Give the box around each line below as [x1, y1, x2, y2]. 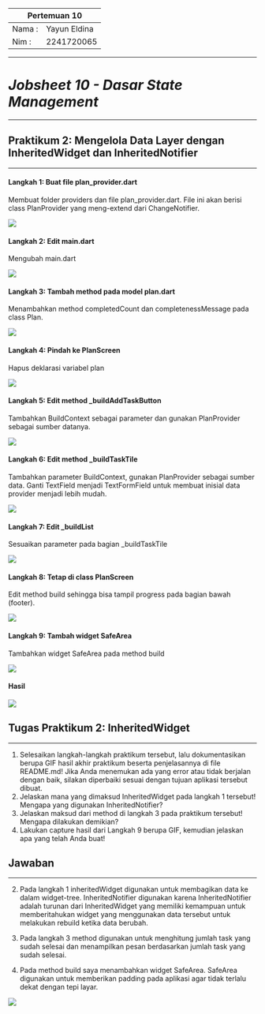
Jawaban [8, 856, 55, 870]
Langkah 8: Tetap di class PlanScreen [8, 572, 134, 582]
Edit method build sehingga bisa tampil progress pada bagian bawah [8, 589, 231, 599]
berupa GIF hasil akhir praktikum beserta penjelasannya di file [19, 758, 221, 768]
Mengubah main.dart [8, 254, 77, 264]
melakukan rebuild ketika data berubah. [19, 919, 148, 928]
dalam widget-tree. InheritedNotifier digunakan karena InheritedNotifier [19, 893, 252, 903]
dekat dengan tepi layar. [19, 982, 99, 992]
